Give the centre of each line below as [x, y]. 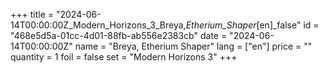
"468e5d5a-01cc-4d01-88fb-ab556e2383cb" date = [119, 35]
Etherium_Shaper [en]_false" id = [252, 25]
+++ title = [32, 14]
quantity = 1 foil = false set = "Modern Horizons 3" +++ [124, 57]
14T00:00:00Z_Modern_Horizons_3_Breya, [98, 25]
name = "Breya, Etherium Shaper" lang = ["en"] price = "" [193, 46]
